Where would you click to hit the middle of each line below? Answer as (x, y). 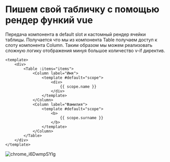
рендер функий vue (49, 20)
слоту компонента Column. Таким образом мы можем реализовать (79, 45)
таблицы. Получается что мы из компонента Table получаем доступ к (81, 40)
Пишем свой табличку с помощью (82, 9)
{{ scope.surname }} (81, 118)
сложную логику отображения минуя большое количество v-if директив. (85, 50)
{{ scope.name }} (78, 87)
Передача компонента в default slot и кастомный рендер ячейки (76, 34)
